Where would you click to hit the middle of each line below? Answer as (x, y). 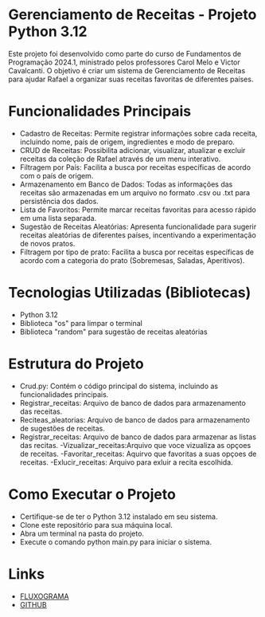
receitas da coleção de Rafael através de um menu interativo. (120, 159)
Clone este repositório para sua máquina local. (96, 525)
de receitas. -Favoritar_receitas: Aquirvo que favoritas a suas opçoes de (138, 454)
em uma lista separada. (58, 218)
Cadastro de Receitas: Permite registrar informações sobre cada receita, (138, 133)
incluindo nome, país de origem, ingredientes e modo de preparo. (127, 142)
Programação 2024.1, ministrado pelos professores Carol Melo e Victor (124, 62)
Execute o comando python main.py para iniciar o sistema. (116, 542)
